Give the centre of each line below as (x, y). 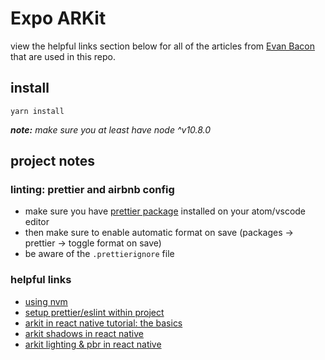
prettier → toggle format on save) (93, 243)
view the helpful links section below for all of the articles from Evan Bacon (162, 46)
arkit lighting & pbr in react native (93, 344)
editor (37, 222)
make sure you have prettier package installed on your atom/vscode (165, 211)
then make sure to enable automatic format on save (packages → (159, 233)
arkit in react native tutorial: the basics (103, 323)
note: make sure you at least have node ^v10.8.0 (111, 129)
